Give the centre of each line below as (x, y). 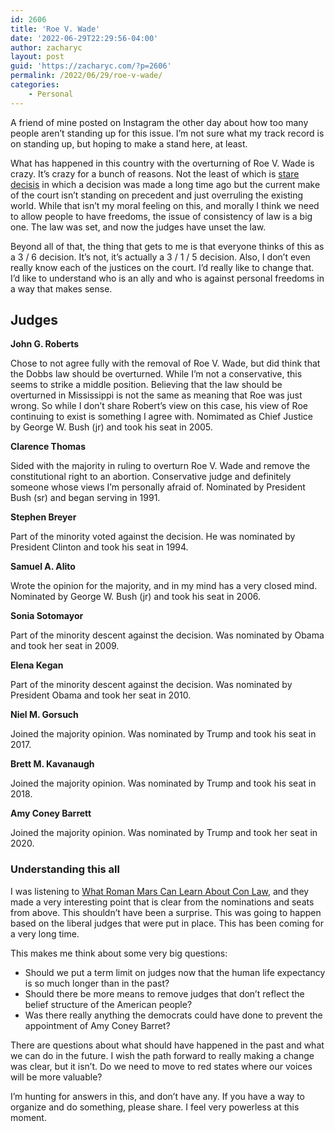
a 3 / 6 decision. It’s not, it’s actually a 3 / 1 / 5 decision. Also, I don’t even (160, 257)
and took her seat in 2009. (65, 646)
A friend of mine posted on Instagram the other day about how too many (159, 122)
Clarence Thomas (48, 447)
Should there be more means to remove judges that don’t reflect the (164, 993)
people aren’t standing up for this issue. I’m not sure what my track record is (167, 133)
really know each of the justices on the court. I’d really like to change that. (162, 267)
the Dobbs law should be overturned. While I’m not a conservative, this (156, 374)
